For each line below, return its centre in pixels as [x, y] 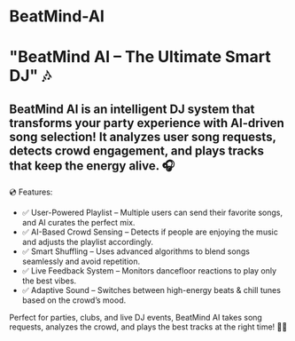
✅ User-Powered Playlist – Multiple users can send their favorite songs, [152, 213]
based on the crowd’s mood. [74, 300]
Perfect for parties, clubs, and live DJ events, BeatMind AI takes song [136, 318]
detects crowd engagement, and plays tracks [136, 151]
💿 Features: [31, 192]
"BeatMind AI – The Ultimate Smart [140, 57]
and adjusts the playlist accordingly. [87, 242]
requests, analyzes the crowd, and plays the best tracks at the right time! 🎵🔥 [148, 327]
